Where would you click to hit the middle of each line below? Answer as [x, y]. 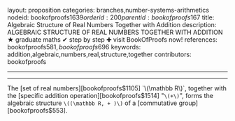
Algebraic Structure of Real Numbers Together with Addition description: [112, 25]
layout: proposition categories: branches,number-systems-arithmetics [108, 10]
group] [188, 103]
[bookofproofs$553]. [37, 110]
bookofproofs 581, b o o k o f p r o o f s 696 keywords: [74, 47]
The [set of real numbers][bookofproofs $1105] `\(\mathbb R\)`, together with [117, 88]
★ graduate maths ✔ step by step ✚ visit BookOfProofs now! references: [113, 40]
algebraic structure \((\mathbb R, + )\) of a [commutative [92, 103]
